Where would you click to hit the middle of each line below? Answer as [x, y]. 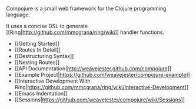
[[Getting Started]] [37, 44]
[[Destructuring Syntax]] [44, 56]
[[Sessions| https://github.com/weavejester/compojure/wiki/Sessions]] [100, 100]
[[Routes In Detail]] [37, 50]
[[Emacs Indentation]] [41, 93]
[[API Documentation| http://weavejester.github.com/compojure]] [93, 69]
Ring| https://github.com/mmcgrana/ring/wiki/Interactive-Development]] [102, 87]
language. [18, 15]
